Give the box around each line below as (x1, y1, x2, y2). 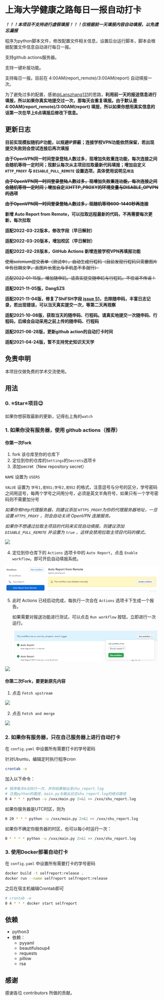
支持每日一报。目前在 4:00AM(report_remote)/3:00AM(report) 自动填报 (5, 75, 148, 81)
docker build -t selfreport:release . (5, 870, 84, 876)
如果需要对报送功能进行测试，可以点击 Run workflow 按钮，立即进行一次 (12, 614, 156, 620)
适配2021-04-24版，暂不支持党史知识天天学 (5, 339, 94, 345)
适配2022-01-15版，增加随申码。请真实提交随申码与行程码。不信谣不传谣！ (5, 275, 156, 281)
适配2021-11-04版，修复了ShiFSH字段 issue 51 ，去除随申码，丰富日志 (5, 296, 147, 302)
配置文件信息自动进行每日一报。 (9, 44, 73, 50)
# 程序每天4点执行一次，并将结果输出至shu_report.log (5, 786, 104, 792)
